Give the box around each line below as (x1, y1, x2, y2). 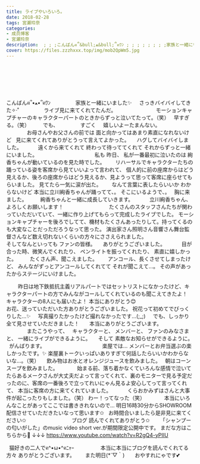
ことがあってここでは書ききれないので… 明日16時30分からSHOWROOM (16, 402, 192, 409)
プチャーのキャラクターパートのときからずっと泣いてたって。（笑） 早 (6, 114, 180, 121)
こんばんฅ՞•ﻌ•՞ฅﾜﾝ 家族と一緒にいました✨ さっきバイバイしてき (6, 99, 192, 106)
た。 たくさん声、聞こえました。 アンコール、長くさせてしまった (6, 255, 186, 262)
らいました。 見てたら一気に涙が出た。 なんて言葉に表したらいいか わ (6, 181, 186, 188)
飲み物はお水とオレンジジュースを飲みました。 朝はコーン (46, 357, 192, 364)
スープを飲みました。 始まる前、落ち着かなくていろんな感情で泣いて (6, 364, 192, 372)
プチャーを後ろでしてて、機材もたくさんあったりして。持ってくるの (26, 218, 193, 225)
